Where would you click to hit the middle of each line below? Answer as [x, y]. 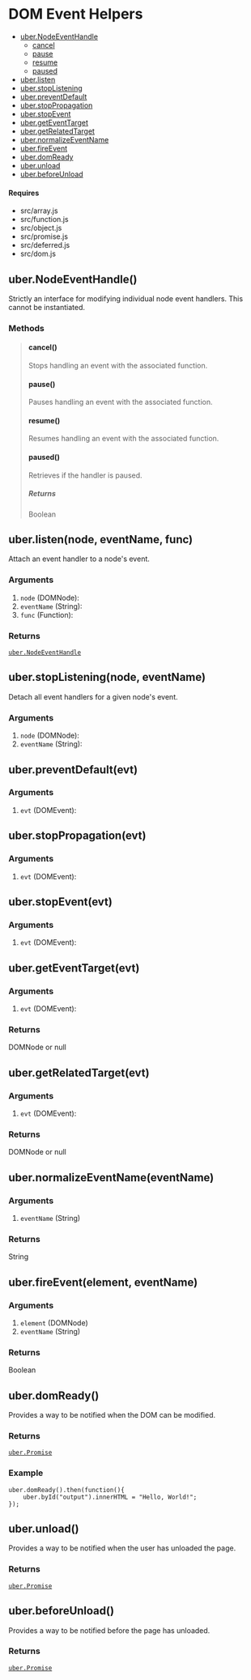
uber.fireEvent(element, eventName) [103, 1282]
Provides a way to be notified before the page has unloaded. [109, 1630]
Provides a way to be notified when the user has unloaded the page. [122, 1548]
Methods [26, 328]
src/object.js [41, 228]
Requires [24, 193]
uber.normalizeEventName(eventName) [111, 1178]
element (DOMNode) [54, 1323]
